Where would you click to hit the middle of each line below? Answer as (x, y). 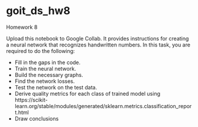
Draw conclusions (37, 118)
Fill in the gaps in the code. (48, 62)
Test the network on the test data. (56, 87)
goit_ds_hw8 (38, 11)
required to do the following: (40, 51)
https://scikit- (31, 100)
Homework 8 (22, 27)
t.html (22, 112)
